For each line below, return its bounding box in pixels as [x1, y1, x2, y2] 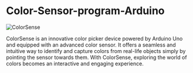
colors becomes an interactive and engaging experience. [6, 60, 144, 67]
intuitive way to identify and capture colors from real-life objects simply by [6, 47, 186, 54]
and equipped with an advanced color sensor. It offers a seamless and [6, 41, 176, 48]
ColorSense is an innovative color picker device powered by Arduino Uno [6, 35, 183, 42]
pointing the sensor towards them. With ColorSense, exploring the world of [6, 54, 187, 61]
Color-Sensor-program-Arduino [6, 4, 165, 18]
